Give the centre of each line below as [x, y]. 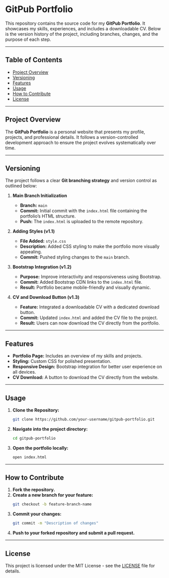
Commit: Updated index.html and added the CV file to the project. [89, 318]
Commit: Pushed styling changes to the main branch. [75, 257]
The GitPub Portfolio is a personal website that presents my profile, [75, 132]
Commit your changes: [37, 514]
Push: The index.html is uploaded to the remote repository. [81, 222]
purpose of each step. [28, 39]
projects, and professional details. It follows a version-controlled [72, 137]
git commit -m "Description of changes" [55, 523]
